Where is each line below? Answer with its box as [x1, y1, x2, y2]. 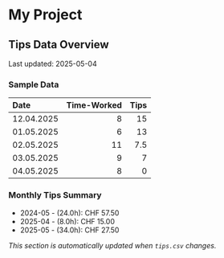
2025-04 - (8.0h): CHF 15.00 [19, 216, 115, 226]
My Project [8, 6, 83, 24]
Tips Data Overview [8, 38, 110, 51]
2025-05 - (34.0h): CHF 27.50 [19, 225, 120, 235]
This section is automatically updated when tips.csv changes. [8, 240, 217, 250]
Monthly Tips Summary [8, 190, 102, 201]
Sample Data [8, 79, 59, 90]
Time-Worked [66, 100, 123, 111]
